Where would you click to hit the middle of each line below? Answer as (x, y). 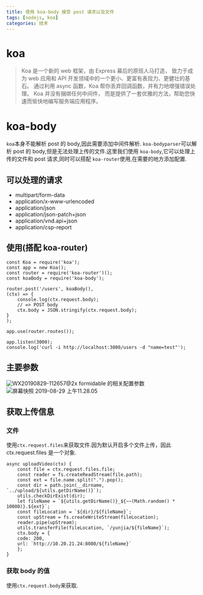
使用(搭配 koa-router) (47, 248)
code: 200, (31, 538)
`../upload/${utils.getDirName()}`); (54, 491)
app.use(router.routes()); (40, 331)
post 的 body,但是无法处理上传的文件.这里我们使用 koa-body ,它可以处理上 (104, 151)
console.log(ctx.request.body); (58, 299)
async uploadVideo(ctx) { (39, 464)
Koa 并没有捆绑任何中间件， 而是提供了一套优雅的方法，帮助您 (112, 94)
